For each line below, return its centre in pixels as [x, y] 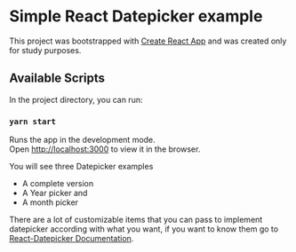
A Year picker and [55, 193]
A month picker [50, 202]
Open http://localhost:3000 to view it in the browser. [105, 149]
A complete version [58, 184]
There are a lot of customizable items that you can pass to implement [136, 220]
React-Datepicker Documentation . [72, 239]
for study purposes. [45, 50]
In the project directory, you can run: [76, 99]
